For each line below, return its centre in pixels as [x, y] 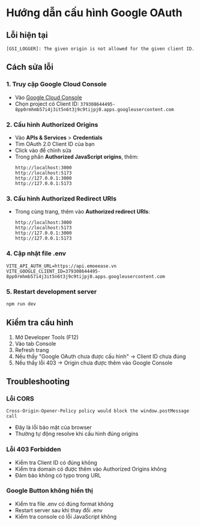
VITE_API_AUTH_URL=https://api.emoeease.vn [62, 266]
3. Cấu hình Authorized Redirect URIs [62, 198]
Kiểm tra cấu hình [40, 323]
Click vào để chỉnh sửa [43, 150]
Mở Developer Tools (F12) [47, 337]
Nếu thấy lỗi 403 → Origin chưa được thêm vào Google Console [94, 363]
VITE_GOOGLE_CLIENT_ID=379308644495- [53, 271]
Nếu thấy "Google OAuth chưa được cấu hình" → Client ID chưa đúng [100, 356]
